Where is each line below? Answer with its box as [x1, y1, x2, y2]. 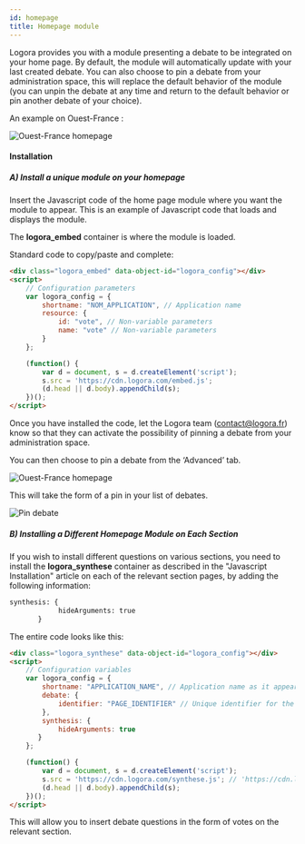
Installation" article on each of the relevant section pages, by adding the [9, 571, 279, 581]
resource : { [42, 309, 88, 318]
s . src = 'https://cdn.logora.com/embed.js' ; [42, 376, 213, 385]
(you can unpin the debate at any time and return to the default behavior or [9, 85, 290, 96]
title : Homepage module [9, 22, 100, 31]
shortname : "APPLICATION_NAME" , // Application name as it [42, 682, 271, 691]
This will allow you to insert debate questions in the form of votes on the [9, 817, 280, 828]
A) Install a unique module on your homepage [9, 172, 186, 183]
